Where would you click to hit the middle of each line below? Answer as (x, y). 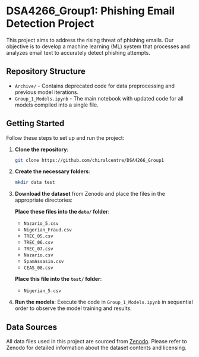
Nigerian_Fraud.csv (48, 230)
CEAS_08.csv (38, 268)
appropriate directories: (44, 200)
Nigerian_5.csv (42, 291)
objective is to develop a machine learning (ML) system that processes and (98, 46)
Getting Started (35, 123)
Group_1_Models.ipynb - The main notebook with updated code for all (99, 98)
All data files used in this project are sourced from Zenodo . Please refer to (97, 342)
